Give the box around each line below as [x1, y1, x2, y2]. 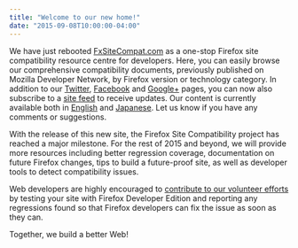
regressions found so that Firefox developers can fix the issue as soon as [9, 202, 277, 213]
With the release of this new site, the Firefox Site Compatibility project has [9, 128, 279, 139]
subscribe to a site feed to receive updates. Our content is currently [9, 92, 257, 103]
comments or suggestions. [9, 112, 107, 122]
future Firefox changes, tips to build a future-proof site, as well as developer [9, 157, 288, 167]
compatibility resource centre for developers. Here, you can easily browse [9, 55, 281, 66]
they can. [9, 212, 43, 222]
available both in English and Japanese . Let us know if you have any [9, 102, 258, 112]
